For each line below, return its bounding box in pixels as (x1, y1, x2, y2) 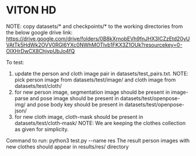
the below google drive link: (6, 29, 73, 36)
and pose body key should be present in (27, 101, 124, 108)
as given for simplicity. (14, 126, 69, 133)
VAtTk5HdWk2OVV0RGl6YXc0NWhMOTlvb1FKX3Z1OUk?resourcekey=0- (6, 41, 183, 48)
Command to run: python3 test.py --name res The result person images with (6, 137, 190, 144)
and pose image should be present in (30, 94, 120, 102)
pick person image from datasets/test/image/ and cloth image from (14, 76, 176, 83)
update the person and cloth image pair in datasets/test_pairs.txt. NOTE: (14, 70, 188, 77)
